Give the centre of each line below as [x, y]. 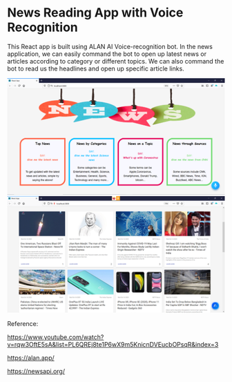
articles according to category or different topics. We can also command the [116, 61]
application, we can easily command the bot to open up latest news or [107, 54]
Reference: [23, 323]
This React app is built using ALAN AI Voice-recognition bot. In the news [110, 46]
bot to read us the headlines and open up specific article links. [96, 68]
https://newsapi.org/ [36, 371]
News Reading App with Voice [95, 13]
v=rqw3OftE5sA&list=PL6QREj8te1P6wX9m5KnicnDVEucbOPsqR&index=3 [113, 344]
